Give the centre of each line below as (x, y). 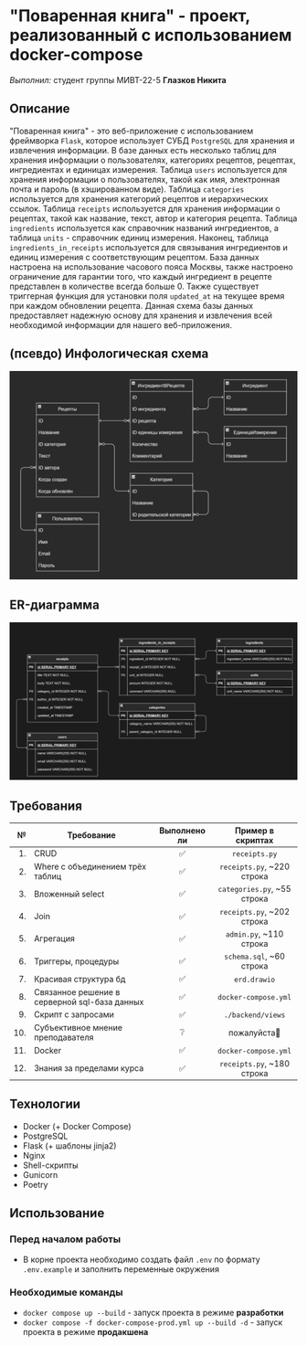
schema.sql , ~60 (254, 956)
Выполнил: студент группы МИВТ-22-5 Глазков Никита (118, 79)
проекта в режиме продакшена (85, 1331)
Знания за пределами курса (89, 1068)
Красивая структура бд (79, 979)
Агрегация (54, 938)
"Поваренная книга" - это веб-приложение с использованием (132, 131)
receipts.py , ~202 (254, 911)
